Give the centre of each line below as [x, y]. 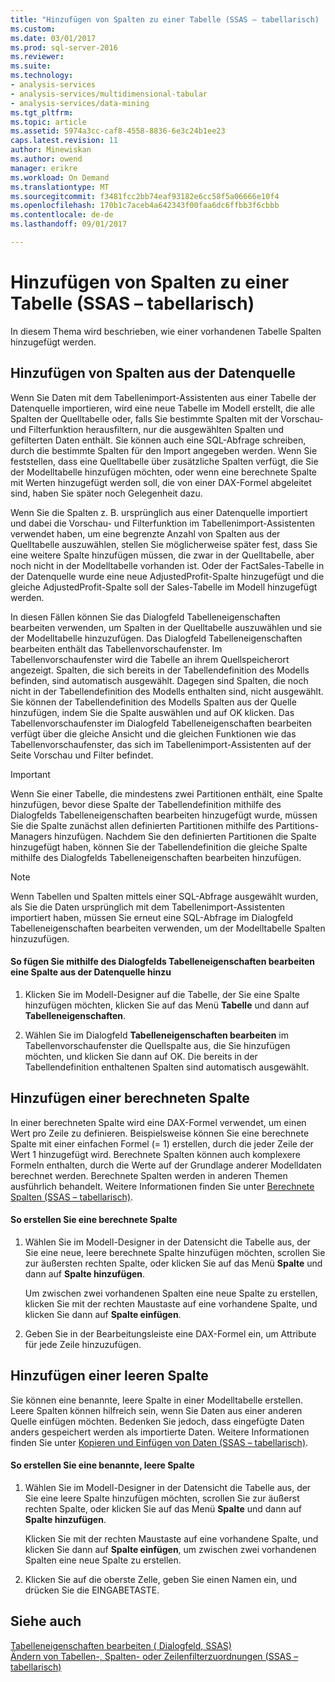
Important [30, 774]
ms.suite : [31, 66]
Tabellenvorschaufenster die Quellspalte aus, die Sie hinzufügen [157, 1045]
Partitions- [297, 825]
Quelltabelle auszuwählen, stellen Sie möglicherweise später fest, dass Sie [164, 544]
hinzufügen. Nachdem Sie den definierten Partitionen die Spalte [185, 836]
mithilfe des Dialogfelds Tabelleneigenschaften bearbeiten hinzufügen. [156, 857]
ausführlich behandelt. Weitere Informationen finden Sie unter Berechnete [162, 1186]
